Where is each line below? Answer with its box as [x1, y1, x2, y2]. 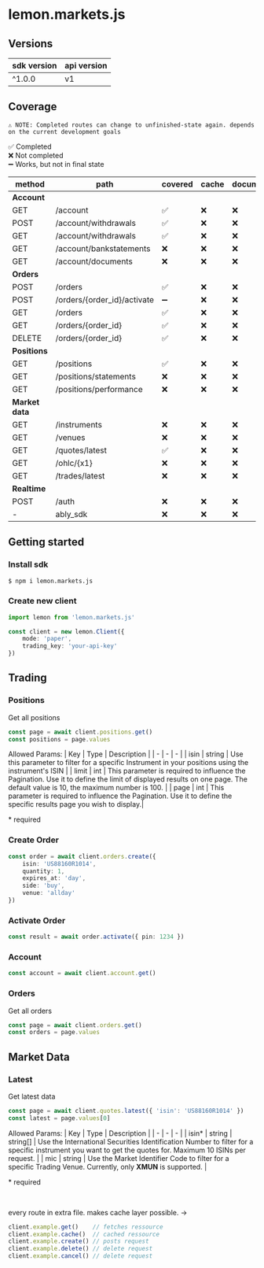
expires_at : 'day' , [22, 874, 86, 882]
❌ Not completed [8, 150, 64, 160]
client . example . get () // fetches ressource [8, 1222, 163, 1231]
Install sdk [8, 559, 49, 570]
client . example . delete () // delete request [8, 1245, 153, 1253]
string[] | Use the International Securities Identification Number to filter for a [8, 1137, 254, 1146]
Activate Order [8, 915, 66, 926]
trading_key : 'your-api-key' [22, 642, 118, 650]
